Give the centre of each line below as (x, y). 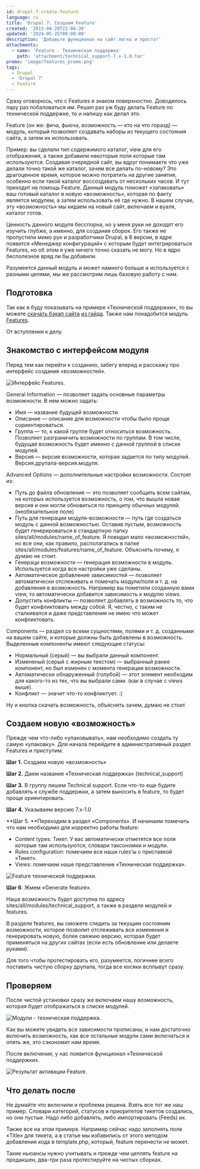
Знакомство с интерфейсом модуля (78, 350)
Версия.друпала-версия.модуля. (57, 463)
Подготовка (29, 293)
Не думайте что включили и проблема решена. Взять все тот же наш (95, 1105)
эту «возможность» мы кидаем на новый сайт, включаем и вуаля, (91, 206)
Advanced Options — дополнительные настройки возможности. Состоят (99, 474)
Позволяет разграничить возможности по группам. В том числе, (98, 437)
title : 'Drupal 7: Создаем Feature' (52, 23)
